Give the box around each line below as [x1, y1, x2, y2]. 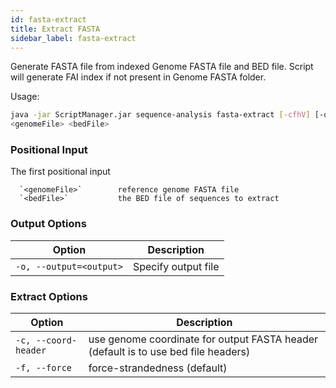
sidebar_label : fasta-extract [10, 33, 137, 43]
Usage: [10, 91, 40, 103]
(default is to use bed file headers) [88, 345, 251, 359]
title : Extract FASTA [10, 24, 101, 34]
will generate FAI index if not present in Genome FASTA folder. [10, 71, 267, 83]
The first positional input [10, 166, 111, 178]
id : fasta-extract [10, 14, 87, 25]
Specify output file [132, 259, 220, 273]
